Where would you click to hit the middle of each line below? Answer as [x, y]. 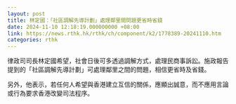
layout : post [26, 14]
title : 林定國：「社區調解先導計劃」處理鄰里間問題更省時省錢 [85, 20]
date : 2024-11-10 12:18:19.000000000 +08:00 [73, 27]
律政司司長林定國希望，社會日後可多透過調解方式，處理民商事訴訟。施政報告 [118, 61]
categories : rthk [33, 40]
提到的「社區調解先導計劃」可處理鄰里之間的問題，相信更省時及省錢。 [109, 70]
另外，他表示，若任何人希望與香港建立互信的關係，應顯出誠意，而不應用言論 [118, 84]
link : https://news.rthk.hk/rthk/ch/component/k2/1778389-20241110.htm [114, 33]
